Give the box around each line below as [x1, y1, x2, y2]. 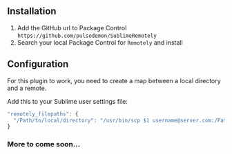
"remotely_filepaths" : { [7, 110, 79, 118]
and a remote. [7, 84, 47, 92]
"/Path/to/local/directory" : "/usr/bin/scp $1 [13, 117, 150, 124]
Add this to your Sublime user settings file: [7, 97, 128, 105]
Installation [7, 5, 57, 17]
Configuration [7, 58, 69, 70]
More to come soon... [7, 140, 81, 149]
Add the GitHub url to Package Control [17, 23, 127, 32]
